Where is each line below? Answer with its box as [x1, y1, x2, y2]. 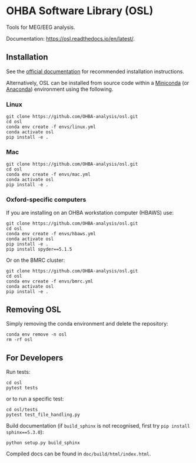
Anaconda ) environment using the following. [6, 86, 114, 93]
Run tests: [6, 369, 31, 376]
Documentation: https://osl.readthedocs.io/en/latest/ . [6, 35, 135, 42]
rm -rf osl [6, 337, 33, 343]
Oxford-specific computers [6, 196, 87, 204]
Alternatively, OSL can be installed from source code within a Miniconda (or [6, 79, 190, 86]
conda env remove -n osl [6, 331, 67, 337]
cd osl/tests [6, 407, 38, 413]
